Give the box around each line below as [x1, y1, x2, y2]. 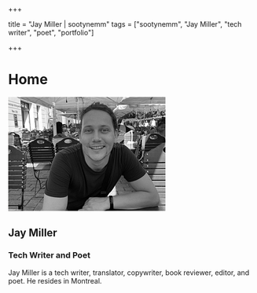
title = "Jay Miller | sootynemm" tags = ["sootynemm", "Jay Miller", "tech [8, 20, 242, 28]
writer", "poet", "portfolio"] [8, 28, 94, 37]
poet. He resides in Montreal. [8, 276, 102, 285]
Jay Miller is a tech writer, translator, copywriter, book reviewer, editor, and [8, 268, 250, 277]
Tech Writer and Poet [8, 250, 90, 261]
